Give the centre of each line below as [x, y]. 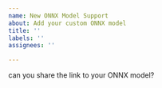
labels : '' [26, 38]
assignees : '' [32, 46]
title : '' [25, 30]
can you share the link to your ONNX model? [81, 75]
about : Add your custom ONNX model [67, 23]
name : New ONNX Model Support [59, 16]
